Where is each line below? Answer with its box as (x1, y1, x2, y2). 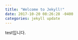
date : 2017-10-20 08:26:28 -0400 (5, 12, 74, 16)
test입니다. (5, 30, 26, 36)
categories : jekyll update (5, 16, 60, 21)
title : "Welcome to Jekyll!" (5, 7, 65, 12)
